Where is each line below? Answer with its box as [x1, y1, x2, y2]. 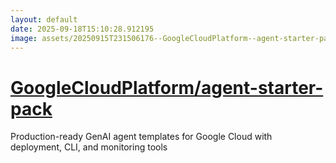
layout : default [10, 14, 78, 25]
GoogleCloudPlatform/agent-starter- [10, 76, 324, 99]
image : [10, 33, 38, 43]
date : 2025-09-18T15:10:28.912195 [10, 24, 155, 34]
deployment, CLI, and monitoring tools [10, 141, 168, 153]
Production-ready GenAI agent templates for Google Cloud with [10, 131, 273, 143]
